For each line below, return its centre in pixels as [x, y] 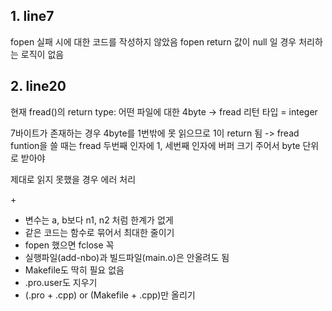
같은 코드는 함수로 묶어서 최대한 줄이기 [99, 232]
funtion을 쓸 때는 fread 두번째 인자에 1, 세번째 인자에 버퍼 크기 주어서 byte [155, 145]
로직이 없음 [42, 54]
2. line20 [38, 86]
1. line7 [32, 16]
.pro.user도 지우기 [61, 282]
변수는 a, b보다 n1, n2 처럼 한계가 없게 [99, 220]
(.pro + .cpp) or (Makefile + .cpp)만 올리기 [110, 295]
